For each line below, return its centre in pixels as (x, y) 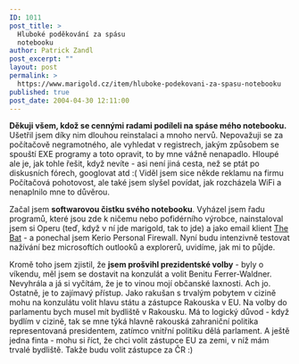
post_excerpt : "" (42, 59)
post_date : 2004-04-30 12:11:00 (69, 100)
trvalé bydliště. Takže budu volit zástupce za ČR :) (101, 350)
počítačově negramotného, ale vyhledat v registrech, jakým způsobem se (144, 145)
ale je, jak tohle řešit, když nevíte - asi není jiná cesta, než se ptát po (135, 164)
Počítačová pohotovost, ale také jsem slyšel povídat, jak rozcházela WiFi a (145, 183)
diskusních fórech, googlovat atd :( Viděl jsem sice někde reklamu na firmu (146, 173)
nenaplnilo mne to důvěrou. (59, 192)
